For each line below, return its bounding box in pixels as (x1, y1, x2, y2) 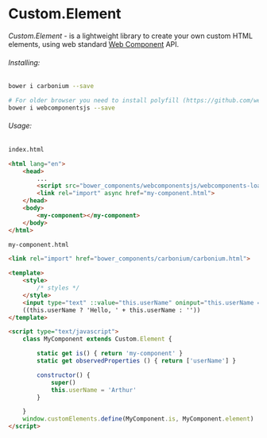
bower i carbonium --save (8, 83, 94, 90)
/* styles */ (37, 284, 80, 292)
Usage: (8, 121, 33, 131)
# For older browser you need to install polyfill (8, 97, 180, 105)
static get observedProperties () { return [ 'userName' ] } (37, 357, 237, 365)
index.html (8, 145, 44, 153)
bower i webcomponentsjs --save (8, 104, 115, 112)
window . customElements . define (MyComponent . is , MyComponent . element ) (22, 415, 254, 423)
